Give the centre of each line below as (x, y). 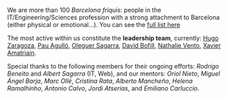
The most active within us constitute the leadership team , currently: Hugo (113, 38)
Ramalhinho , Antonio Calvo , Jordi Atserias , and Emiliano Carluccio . (103, 88)
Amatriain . (22, 53)
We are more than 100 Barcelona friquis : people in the (84, 10)
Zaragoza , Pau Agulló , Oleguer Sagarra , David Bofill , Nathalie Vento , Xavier (114, 45)
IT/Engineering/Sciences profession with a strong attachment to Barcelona (114, 17)
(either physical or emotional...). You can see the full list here (94, 25)
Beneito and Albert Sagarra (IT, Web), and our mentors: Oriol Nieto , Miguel (114, 73)
